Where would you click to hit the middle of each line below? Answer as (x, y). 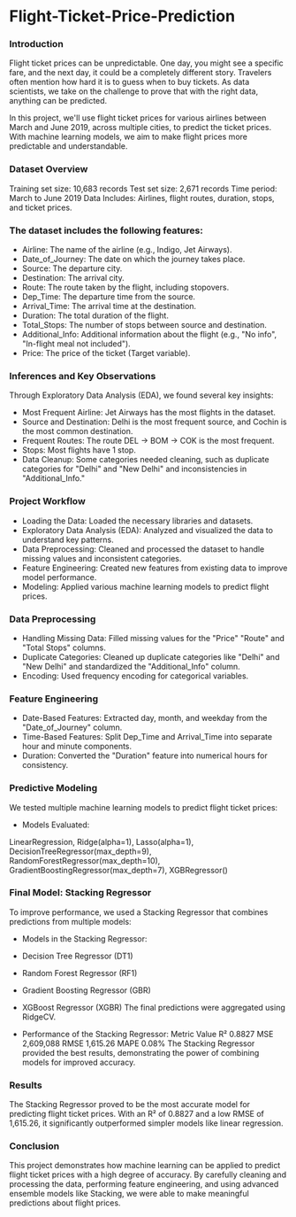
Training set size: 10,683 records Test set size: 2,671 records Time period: (143, 189)
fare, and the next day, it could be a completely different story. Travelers (140, 73)
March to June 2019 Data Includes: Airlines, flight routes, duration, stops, (142, 198)
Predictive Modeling (53, 788)
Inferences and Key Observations (83, 376)
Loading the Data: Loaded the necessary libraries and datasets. (137, 521)
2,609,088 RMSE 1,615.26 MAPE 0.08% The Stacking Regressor (138, 1043)
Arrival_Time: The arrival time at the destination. (109, 306)
